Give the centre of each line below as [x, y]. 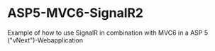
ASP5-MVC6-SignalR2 [76, 13]
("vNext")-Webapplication [45, 40]
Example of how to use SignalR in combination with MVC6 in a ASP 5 [108, 33]
